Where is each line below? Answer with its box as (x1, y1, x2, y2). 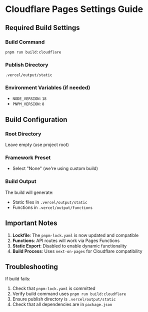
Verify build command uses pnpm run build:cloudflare (12, 291, 126, 297)
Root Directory (5, 130, 41, 137)
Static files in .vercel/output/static (12, 199, 87, 205)
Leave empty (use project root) (5, 141, 69, 148)
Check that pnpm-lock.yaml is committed (12, 285, 96, 291)
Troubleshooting (5, 262, 58, 271)
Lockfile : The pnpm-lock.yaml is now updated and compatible (12, 232, 139, 238)
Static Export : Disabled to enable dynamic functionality (12, 242, 127, 248)
